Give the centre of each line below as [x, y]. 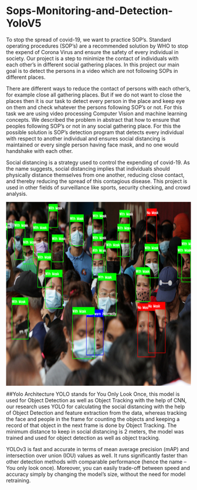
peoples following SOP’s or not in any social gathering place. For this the [94, 126]
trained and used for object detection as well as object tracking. [83, 438]
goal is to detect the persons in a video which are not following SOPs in [92, 71]
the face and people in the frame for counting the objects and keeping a [93, 419]
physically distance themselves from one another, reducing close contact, [95, 175]
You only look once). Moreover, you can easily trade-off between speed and [98, 468]
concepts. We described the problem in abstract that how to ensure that [93, 119]
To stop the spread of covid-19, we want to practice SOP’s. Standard [89, 39]
